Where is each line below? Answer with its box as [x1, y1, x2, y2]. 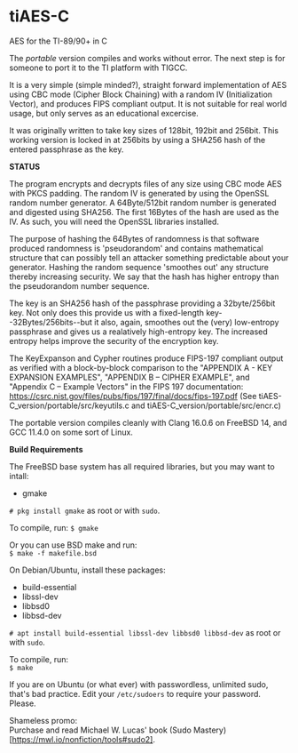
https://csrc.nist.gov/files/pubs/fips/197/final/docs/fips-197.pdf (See [9, 390, 257, 401]
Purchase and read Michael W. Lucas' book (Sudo [9, 725, 192, 735]
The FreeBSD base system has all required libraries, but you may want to [9, 461, 275, 472]
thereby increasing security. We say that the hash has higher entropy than [9, 271, 279, 282]
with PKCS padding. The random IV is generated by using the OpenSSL [9, 188, 270, 198]
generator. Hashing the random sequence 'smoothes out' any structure [9, 261, 269, 272]
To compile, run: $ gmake [9, 522, 99, 533]
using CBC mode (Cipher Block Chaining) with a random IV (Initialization [9, 89, 273, 100]
